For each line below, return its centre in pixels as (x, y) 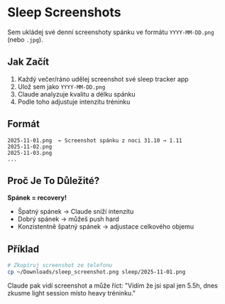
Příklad (23, 249)
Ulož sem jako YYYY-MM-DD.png (61, 87)
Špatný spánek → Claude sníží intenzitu (76, 212)
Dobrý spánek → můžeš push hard (68, 219)
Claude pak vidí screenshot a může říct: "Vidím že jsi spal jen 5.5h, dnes (112, 286)
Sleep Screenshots (64, 12)
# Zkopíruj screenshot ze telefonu (60, 266)
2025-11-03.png (30, 153)
